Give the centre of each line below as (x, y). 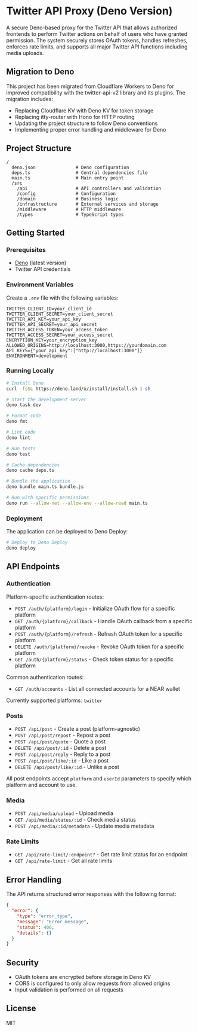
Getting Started (35, 232)
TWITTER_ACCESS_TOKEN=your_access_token (57, 330)
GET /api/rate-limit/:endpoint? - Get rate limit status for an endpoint (101, 855)
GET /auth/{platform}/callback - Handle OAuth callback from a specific (103, 621)
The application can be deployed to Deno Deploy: (67, 532)
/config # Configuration (66, 193)
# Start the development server (46, 399)
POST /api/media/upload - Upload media (64, 813)
